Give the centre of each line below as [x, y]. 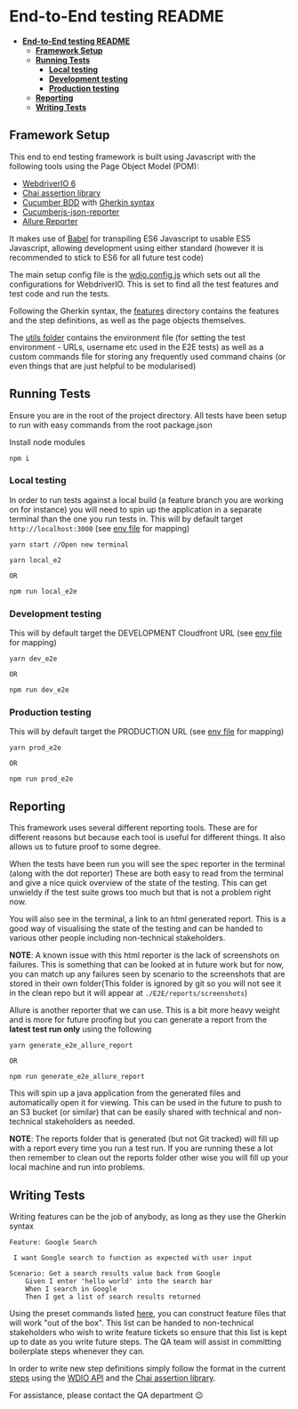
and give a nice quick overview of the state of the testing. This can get [138, 883]
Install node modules [48, 441]
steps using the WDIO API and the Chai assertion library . [113, 1378]
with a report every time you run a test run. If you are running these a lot [141, 1148]
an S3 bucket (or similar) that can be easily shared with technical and [136, 1112]
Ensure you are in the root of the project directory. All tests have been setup [148, 415]
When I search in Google [71, 1289]
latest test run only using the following [81, 1029]
